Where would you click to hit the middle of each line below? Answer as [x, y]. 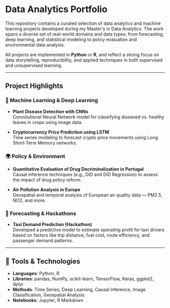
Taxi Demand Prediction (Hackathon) [52, 225]
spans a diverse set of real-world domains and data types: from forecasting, [85, 34]
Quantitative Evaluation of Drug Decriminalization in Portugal [78, 169]
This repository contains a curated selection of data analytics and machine [83, 23]
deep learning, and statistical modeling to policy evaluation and [71, 39]
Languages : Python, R [36, 274]
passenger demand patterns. [43, 241]
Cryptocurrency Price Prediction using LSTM [61, 132]
